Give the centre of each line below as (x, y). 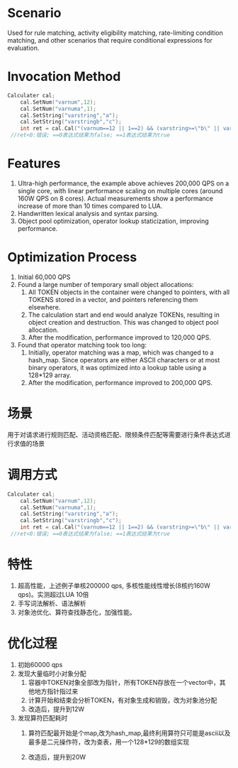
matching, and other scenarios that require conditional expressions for (110, 40)
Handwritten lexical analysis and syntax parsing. (88, 213)
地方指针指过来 (56, 691)
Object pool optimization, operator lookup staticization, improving (113, 221)
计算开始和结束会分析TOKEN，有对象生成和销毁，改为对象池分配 (123, 700)
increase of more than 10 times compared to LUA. (90, 206)
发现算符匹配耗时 (42, 718)
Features (34, 164)
